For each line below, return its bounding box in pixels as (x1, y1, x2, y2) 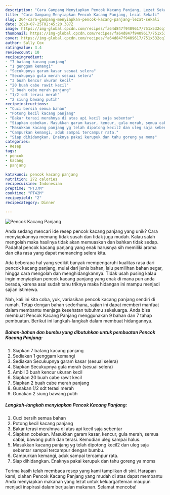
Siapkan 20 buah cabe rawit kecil (12, 374, 82, 380)
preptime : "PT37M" (5, 186, 44, 191)
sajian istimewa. (5, 286, 39, 293)
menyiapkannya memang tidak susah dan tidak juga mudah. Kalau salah (5, 233, 155, 239)
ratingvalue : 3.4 (5, 45, 42, 50)
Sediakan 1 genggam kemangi (12, 353, 75, 359)
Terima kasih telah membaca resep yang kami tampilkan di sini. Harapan (5, 468, 156, 474)
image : (5, 26, 19, 31)
